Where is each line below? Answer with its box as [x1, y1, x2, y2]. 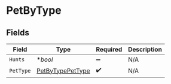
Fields [6, 28, 30, 38]
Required [95, 46, 123, 53]
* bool [36, 55, 53, 64]
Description [127, 46, 163, 53]
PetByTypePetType [36, 67, 90, 75]
